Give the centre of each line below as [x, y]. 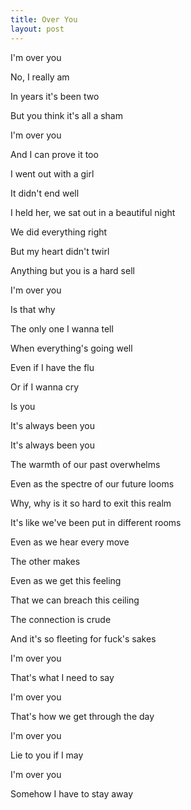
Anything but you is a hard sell [72, 270]
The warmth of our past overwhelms [85, 464]
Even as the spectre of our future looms [92, 483]
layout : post [37, 29]
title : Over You [44, 19]
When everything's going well [71, 348]
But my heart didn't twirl [60, 251]
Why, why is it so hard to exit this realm [91, 503]
